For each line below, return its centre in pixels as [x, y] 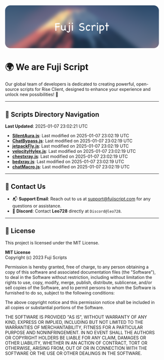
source [12, 89]
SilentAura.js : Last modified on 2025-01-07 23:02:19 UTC [71, 136]
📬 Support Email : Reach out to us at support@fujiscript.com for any [81, 199]
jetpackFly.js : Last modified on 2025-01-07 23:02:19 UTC [71, 146]
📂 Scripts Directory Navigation [52, 115]
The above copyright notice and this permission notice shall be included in [80, 302]
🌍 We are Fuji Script [47, 67]
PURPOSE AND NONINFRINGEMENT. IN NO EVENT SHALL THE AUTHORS [80, 332]
